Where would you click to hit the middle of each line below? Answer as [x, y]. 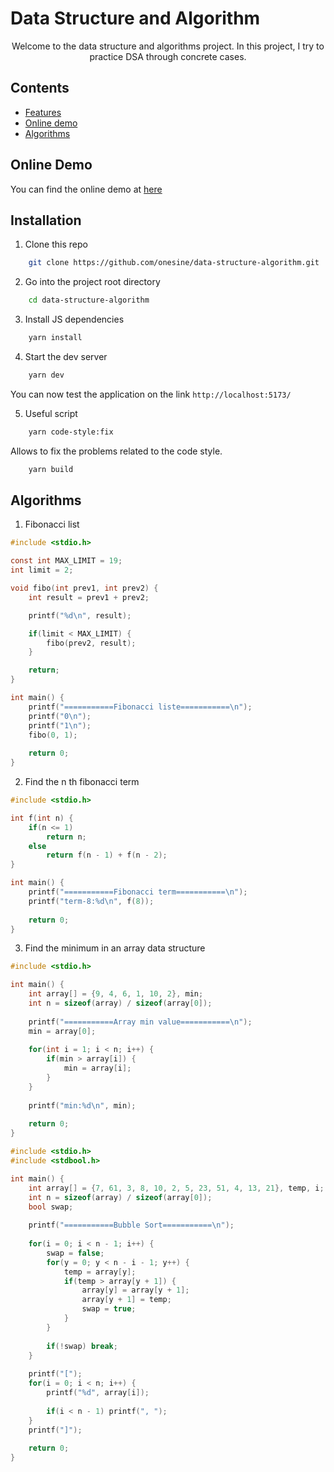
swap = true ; [109, 1309]
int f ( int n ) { [42, 818]
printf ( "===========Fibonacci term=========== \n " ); [138, 892]
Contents [40, 88]
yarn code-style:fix [71, 432]
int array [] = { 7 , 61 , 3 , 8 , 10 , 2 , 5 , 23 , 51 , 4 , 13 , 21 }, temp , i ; [176, 1188]
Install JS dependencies [74, 319]
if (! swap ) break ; [82, 1346]
